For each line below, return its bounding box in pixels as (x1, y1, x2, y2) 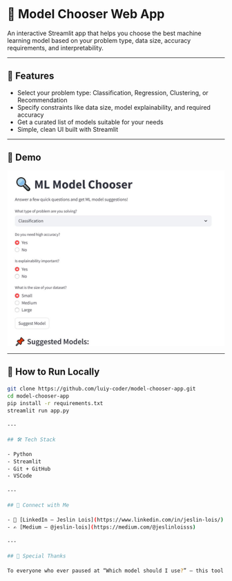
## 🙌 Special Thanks (7, 553, 67, 560)
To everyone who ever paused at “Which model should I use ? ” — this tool (7, 567, 224, 574)
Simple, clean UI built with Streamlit (17, 125, 119, 133)
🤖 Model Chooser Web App (7, 6, 165, 22)
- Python (7, 451, 32, 457)
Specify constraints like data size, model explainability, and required (17, 103, 211, 111)
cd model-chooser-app (7, 393, 70, 400)
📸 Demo (7, 152, 41, 164)
